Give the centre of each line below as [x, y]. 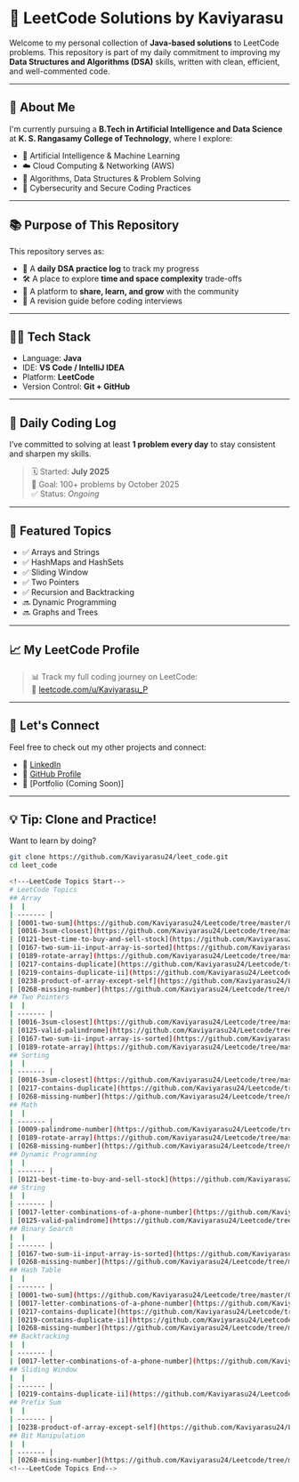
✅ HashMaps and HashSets [73, 562]
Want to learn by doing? [53, 841]
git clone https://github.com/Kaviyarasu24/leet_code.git [119, 858]
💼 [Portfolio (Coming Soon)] [73, 783]
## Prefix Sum [36, 1403]
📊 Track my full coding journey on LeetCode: [114, 676]
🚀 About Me [42, 107]
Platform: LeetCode [58, 377]
